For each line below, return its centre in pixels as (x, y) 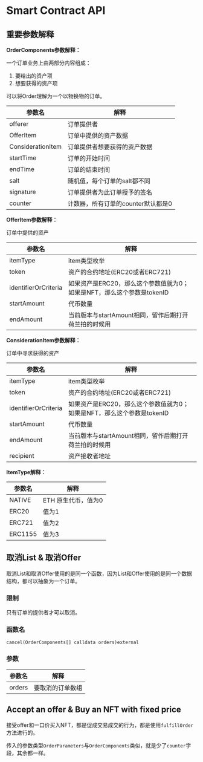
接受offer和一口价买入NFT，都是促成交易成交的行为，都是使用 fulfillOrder (100, 725)
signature (23, 192)
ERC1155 (23, 534)
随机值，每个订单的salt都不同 (109, 181)
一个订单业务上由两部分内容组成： (49, 63)
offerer (19, 124)
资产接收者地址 (90, 456)
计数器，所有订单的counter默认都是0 (120, 204)
